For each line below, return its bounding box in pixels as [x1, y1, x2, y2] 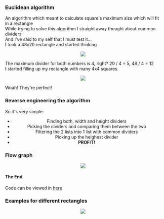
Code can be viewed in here [5, 185, 63, 191]
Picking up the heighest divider [55, 134, 119, 140]
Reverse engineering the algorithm [5, 97, 90, 104]
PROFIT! [78, 139, 95, 145]
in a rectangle [5, 20, 33, 26]
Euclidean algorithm [5, 4, 55, 11]
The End [5, 174, 23, 180]
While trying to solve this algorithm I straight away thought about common [5, 26, 156, 32]
